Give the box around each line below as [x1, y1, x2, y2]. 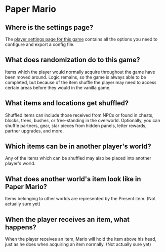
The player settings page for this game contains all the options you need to [5, 36, 158, 42]
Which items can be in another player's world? [5, 142, 152, 151]
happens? [5, 223, 37, 231]
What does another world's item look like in [5, 174, 141, 183]
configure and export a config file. [5, 42, 75, 47]
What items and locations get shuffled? [5, 99, 129, 107]
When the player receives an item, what [5, 215, 130, 223]
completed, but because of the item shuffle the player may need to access [5, 79, 157, 85]
